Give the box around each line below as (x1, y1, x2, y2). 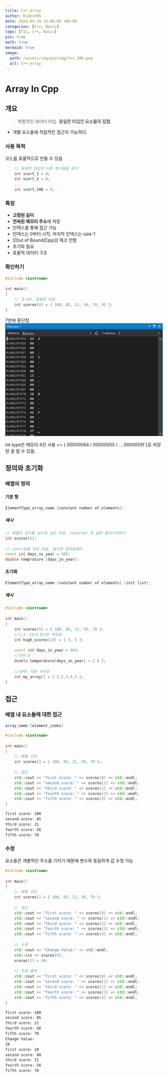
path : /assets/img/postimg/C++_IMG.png (9, 56, 93, 61)
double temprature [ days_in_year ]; (5, 557, 79, 562)
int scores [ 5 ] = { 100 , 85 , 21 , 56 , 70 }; (14, 626, 104, 631)
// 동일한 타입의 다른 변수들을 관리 (14, 166, 78, 171)
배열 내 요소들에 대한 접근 (5, 711, 62, 718)
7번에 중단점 (5, 317, 29, 323)
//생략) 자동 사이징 (14, 669, 50, 674)
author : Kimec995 (5, 13, 41, 19)
